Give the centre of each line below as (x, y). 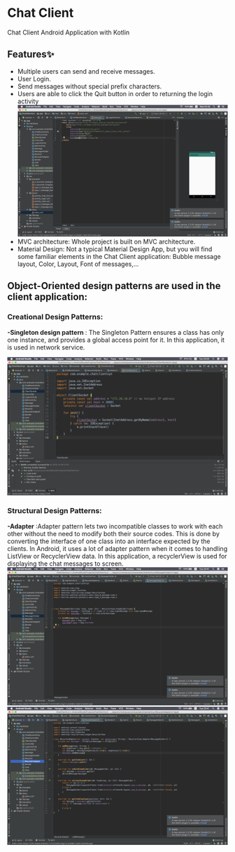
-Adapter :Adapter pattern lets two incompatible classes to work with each (115, 526)
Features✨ (31, 54)
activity (28, 101)
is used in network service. (46, 347)
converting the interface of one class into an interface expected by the (109, 541)
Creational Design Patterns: (55, 317)
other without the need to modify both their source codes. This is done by (114, 533)
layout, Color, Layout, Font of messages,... (78, 264)
